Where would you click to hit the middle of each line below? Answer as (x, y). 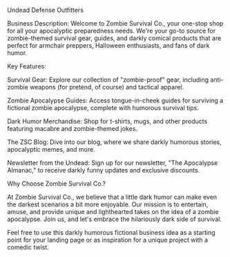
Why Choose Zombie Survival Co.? (56, 184)
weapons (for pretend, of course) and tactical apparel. (107, 87)
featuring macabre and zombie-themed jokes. (73, 128)
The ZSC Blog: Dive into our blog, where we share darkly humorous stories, (115, 142)
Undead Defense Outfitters (46, 10)
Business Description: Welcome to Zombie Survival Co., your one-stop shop (115, 23)
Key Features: (27, 66)
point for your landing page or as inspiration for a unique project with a (108, 240)
